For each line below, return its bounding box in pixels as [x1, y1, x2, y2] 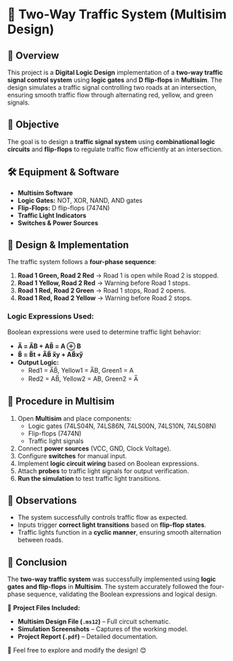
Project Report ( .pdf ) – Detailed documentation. [17, 632, 158, 641]
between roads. [17, 536, 64, 544]
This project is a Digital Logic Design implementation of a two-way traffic [7, 69, 223, 76]
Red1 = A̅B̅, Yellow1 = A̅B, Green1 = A [28, 366, 134, 374]
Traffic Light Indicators [17, 211, 87, 220]
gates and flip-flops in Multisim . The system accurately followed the [7, 583, 209, 591]
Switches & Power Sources [17, 218, 99, 227]
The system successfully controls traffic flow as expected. [17, 513, 189, 522]
